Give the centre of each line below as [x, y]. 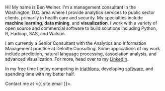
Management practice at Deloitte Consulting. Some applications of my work [82, 48]
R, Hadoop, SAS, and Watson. [36, 34]
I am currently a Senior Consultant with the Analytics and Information [76, 43]
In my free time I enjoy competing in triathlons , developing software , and [79, 69]
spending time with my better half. [40, 74]
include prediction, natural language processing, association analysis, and [81, 54]
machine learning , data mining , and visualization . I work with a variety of [81, 23]
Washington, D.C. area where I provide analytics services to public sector [80, 12]
